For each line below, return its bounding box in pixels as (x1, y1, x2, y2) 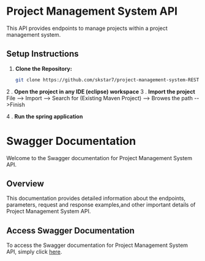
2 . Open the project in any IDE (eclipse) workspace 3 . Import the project (6, 87, 196, 95)
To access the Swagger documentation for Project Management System (6, 241, 188, 249)
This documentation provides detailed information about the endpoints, (6, 194, 185, 202)
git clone (15, 76, 41, 83)
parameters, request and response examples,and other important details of (6, 201, 196, 208)
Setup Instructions (6, 49, 79, 59)
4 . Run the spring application (6, 112, 83, 120)
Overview (6, 178, 45, 189)
